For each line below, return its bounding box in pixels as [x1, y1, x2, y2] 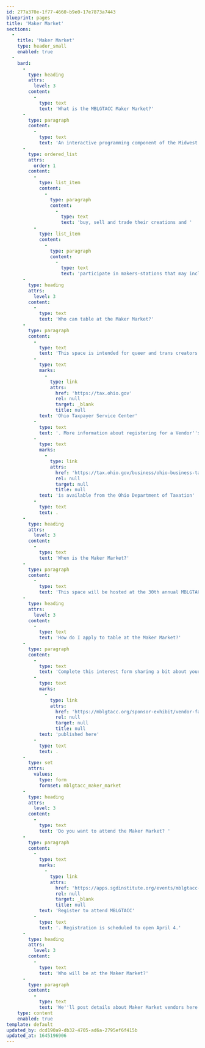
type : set [28, 760, 53, 766]
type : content [17, 1010, 53, 1016]
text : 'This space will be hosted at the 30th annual [38, 589, 179, 595]
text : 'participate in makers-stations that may [60, 270, 187, 277]
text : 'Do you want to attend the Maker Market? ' [38, 828, 171, 834]
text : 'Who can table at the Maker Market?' [38, 316, 154, 322]
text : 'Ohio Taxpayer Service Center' [38, 413, 138, 419]
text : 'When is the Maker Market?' [38, 555, 130, 561]
